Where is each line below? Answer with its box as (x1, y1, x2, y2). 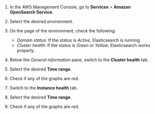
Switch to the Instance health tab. (9, 85, 78, 91)
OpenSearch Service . (9, 9, 54, 15)
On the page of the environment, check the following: (9, 28, 116, 33)
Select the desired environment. (9, 19, 73, 24)
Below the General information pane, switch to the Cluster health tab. (9, 57, 149, 62)
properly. (16, 48, 35, 53)
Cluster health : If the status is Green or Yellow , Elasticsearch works (16, 43, 151, 48)
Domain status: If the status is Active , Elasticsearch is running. (16, 37, 141, 43)
